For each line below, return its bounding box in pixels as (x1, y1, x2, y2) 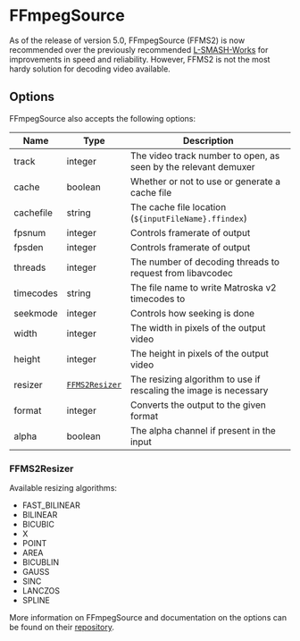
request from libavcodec (129, 266, 234, 279)
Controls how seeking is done (129, 307, 255, 319)
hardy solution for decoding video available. (9, 63, 171, 74)
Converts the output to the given (129, 399, 266, 411)
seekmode (13, 307, 58, 319)
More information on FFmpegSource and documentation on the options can (9, 612, 287, 623)
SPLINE (21, 595, 51, 606)
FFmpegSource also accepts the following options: (9, 113, 196, 123)
